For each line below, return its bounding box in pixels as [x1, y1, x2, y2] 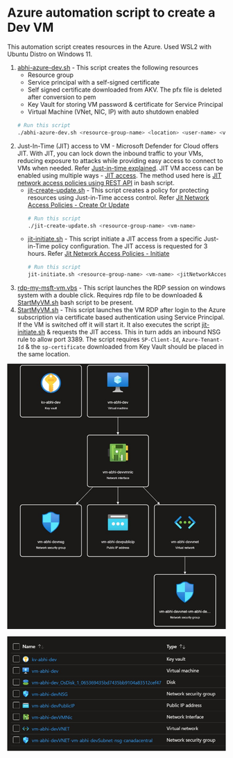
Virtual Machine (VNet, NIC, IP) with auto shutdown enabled [27, 107, 199, 116]
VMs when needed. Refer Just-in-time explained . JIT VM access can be [17, 164, 223, 172]
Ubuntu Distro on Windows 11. [7, 50, 93, 58]
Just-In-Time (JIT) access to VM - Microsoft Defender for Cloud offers [17, 141, 219, 150]
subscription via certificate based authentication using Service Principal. [17, 313, 225, 322]
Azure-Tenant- [182, 336, 223, 344]
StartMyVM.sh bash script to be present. [17, 298, 134, 307]
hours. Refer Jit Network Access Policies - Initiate [27, 250, 170, 258]
